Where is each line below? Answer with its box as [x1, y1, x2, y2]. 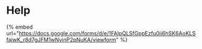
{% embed [6, 23, 33, 30]
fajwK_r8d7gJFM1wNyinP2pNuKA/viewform [6, 36, 116, 43]
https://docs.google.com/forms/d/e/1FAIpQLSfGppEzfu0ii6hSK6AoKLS [18, 29, 196, 36]
